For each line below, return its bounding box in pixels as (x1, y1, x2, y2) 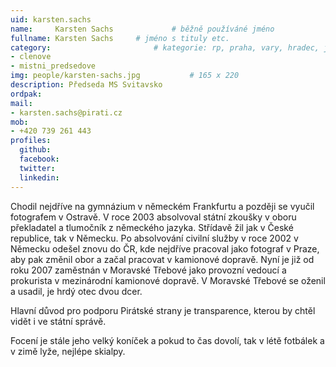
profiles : (10, 136, 52, 146)
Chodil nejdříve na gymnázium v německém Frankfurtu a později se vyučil (10, 200, 315, 212)
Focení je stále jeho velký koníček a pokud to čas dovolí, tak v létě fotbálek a (10, 334, 325, 346)
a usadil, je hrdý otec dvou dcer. (10, 285, 143, 297)
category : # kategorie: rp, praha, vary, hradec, (10, 42, 320, 53)
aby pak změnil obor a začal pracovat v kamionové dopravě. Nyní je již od (10, 253, 315, 265)
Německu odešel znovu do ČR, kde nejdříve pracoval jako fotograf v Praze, (10, 242, 320, 255)
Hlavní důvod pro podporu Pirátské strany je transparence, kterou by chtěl (10, 304, 316, 316)
